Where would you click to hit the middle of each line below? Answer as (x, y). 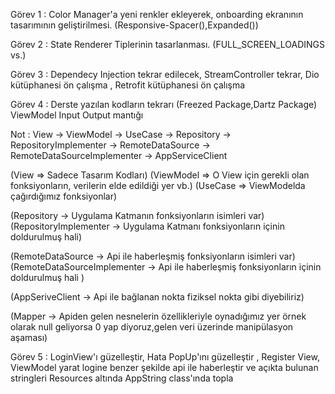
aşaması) (29, 337)
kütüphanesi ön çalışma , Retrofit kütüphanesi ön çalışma (128, 85)
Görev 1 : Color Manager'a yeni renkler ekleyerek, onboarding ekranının (157, 14)
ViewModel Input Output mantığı (77, 115)
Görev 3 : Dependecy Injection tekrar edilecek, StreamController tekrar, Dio (165, 74)
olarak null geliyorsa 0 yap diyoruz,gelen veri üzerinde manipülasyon (152, 327)
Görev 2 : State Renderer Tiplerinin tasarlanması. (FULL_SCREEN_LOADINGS (168, 44)
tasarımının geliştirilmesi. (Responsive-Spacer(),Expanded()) (134, 25)
